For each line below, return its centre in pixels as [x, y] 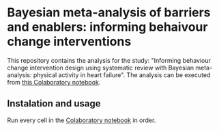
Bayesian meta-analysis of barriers [109, 13]
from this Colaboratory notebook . [54, 82]
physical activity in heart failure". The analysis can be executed [122, 75]
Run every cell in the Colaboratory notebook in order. [82, 120]
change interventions [69, 42]
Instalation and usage [54, 104]
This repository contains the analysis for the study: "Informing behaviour [109, 60]
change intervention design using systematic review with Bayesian [101, 68]
